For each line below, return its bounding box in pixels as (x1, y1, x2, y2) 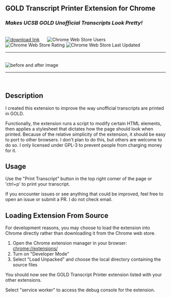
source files (12, 262, 38, 268)
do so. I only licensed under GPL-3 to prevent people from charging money (5, 142, 162, 148)
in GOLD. (5, 110, 24, 116)
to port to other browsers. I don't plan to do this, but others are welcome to (5, 136, 162, 142)
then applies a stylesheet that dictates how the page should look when (5, 126, 154, 132)
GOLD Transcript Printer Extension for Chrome (5, 4, 156, 13)
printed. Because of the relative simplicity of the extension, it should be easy (5, 131, 166, 137)
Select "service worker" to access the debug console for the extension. (5, 287, 155, 293)
